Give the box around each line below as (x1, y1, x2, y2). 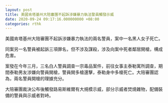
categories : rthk (5, 21, 41, 26)
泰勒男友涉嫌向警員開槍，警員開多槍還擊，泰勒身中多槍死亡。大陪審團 (9, 69, 154, 75)
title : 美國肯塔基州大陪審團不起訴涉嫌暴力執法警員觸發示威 (5, 12, 114, 17)
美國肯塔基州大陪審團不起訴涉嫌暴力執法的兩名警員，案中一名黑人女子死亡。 (5, 35, 163, 41)
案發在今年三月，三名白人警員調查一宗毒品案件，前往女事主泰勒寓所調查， (5, 63, 158, 69)
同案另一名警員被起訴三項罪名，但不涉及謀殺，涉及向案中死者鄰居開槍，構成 (5, 46, 163, 52)
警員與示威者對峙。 (13, 92, 53, 98)
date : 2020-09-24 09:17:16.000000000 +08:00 (5, 16, 99, 21)
